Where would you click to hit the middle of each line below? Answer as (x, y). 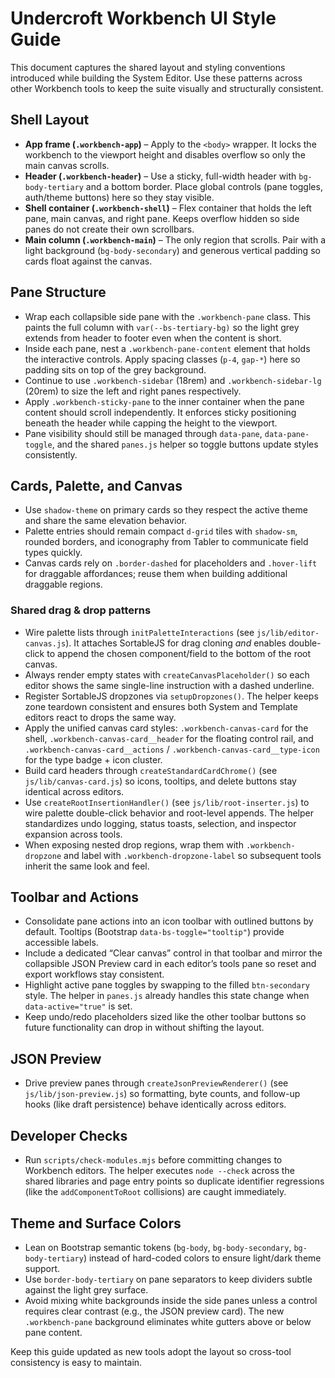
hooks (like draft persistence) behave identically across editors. (155, 1104)
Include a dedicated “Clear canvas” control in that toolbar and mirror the (173, 953)
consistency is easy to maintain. (76, 1362)
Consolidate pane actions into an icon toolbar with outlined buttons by (169, 921)
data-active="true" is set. (78, 1006)
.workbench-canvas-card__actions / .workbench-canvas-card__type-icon (172, 749)
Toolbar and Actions (75, 897)
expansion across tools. (73, 834)
